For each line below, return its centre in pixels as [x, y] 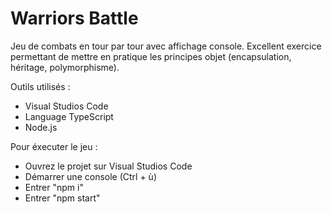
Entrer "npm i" [54, 187]
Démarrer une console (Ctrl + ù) [90, 176]
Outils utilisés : [40, 86]
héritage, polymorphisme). [65, 67]
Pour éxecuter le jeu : [54, 146]
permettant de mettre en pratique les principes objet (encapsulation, [151, 56]
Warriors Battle [74, 18]
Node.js [41, 127]
